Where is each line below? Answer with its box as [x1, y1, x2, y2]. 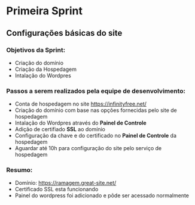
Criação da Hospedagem [14, 66, 77, 73]
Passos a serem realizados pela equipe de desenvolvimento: [6, 86, 186, 95]
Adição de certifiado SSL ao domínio [14, 126, 106, 133]
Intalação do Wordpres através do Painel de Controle [14, 119, 147, 126]
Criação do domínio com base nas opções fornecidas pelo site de [14, 107, 178, 114]
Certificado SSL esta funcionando [14, 186, 99, 193]
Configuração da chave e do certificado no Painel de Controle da [14, 132, 176, 139]
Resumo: [6, 166, 33, 174]
